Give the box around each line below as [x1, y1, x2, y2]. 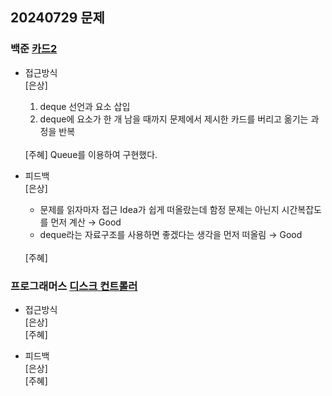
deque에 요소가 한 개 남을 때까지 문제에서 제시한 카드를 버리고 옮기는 [39, 113, 309, 125]
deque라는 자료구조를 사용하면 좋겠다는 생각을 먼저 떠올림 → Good [39, 228, 303, 240]
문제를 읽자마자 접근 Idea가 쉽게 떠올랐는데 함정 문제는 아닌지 [39, 203, 280, 215]
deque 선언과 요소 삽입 [39, 100, 131, 112]
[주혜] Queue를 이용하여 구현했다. [24, 148, 158, 160]
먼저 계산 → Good [50, 216, 122, 228]
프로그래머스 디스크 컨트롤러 [10, 279, 138, 293]
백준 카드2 [10, 42, 58, 56]
